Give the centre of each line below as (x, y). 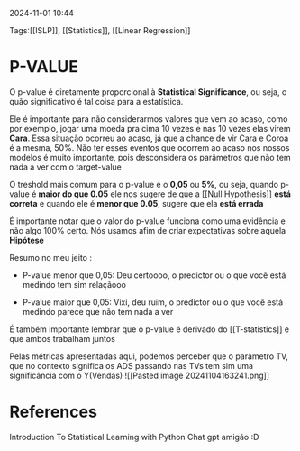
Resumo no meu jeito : (51, 257)
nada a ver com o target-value (65, 167)
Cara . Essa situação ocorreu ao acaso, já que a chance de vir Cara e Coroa (149, 138)
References (53, 412)
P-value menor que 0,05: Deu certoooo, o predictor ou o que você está (154, 275)
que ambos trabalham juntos (62, 338)
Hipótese (27, 240)
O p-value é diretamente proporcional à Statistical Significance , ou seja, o (148, 92)
